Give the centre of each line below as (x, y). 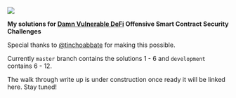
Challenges (24, 31)
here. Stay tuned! (32, 87)
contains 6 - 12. (30, 66)
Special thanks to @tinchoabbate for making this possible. (91, 45)
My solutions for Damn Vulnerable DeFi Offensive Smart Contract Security (118, 24)
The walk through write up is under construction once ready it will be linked (117, 79)
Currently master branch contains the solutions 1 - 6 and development (106, 58)
